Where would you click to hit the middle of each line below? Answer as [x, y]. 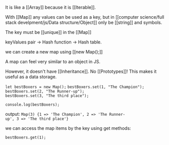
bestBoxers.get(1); [26, 137]
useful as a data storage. [31, 77]
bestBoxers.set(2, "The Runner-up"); [45, 91]
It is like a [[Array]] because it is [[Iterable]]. [50, 7]
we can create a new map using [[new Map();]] [54, 52]
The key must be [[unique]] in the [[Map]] [48, 32]
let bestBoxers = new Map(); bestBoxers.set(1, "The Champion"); [75, 87]
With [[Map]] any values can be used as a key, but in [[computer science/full [85, 17]
